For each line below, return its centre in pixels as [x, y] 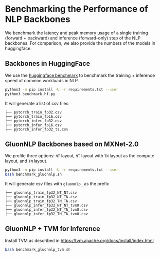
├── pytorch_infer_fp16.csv [34, 125]
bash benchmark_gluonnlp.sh [34, 174]
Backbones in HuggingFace [48, 64]
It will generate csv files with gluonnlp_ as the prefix [57, 184]
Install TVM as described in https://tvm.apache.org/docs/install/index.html [80, 240]
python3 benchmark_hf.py [30, 94]
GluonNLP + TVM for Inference [53, 229]
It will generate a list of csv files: [37, 103]
